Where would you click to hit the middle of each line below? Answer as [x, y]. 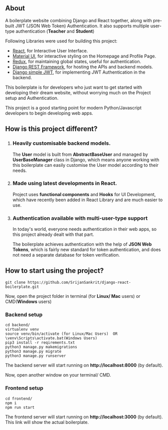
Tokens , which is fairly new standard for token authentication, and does [87, 250]
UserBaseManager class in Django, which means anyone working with [86, 160]
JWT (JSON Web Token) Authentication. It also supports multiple [82, 26]
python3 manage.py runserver [36, 356]
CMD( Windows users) [28, 301]
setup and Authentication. [32, 98]
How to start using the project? [55, 271]
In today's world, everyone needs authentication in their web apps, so [85, 229]
